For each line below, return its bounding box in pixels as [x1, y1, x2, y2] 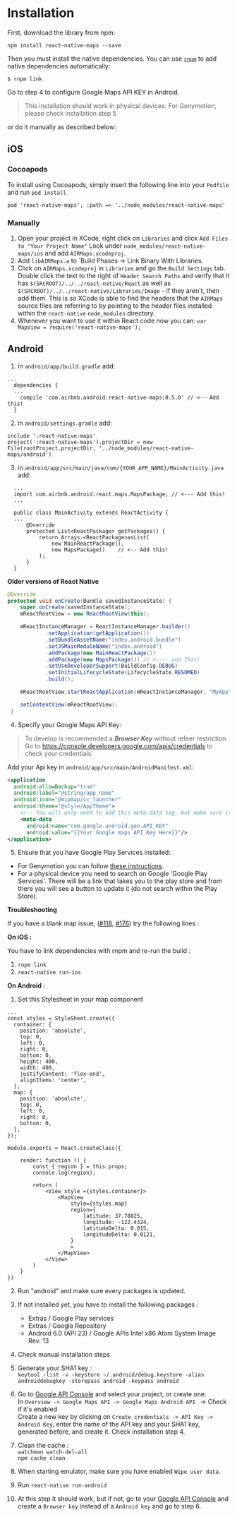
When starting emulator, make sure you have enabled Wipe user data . [17, 1467, 221, 1476]
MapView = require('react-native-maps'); [17, 323, 141, 331]
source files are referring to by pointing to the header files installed [17, 301, 212, 310]
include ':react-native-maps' [7, 432, 97, 439]
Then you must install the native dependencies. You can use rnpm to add [7, 54, 217, 63]
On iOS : [7, 933, 32, 942]
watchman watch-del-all [17, 1449, 88, 1456]
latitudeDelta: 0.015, [83, 1225, 150, 1233]
